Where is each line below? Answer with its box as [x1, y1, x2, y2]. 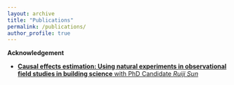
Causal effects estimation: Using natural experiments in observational [17, 62, 227, 70]
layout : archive [7, 10, 55, 17]
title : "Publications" [7, 17, 74, 24]
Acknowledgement [7, 49, 65, 57]
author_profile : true [7, 29, 71, 37]
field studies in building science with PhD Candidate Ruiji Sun [17, 70, 199, 78]
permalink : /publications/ [7, 23, 86, 30]
